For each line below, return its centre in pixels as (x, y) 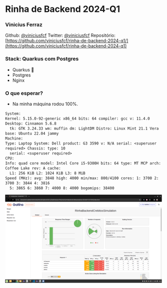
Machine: (14, 139)
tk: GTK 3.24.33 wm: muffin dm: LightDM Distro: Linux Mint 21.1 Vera (84, 129)
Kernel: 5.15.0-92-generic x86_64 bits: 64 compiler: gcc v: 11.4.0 (78, 119)
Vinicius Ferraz (24, 25)
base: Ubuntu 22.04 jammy (32, 134)
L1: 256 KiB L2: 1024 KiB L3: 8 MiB (47, 173)
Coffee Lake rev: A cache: (33, 168)
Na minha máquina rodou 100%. (45, 104)
